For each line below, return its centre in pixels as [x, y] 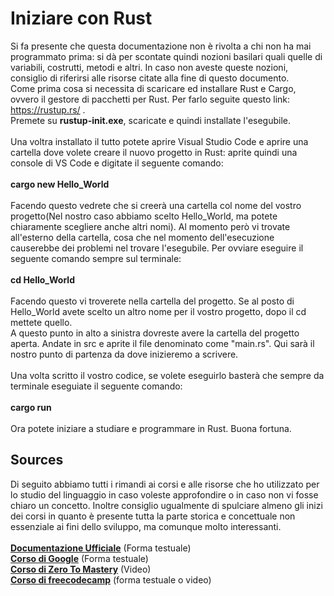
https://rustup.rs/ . [48, 109]
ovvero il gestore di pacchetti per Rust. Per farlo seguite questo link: [150, 99]
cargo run [31, 407]
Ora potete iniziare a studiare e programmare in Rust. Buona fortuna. [151, 428]
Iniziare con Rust [81, 18]
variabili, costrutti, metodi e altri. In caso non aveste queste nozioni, [149, 67]
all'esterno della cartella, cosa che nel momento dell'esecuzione [142, 237]
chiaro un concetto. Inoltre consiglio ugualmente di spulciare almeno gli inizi [166, 505]
